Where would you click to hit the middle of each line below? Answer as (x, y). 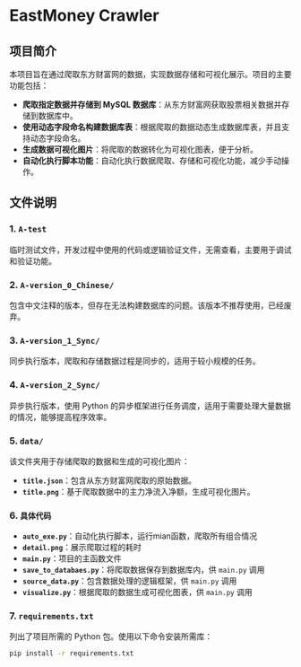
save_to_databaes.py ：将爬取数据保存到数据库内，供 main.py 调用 (143, 570)
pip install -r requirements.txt (72, 654)
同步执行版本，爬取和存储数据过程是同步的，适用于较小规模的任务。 (135, 361)
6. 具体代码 (30, 515)
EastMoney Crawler (84, 16)
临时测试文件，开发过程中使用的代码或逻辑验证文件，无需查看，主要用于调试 (150, 250)
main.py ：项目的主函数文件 (72, 558)
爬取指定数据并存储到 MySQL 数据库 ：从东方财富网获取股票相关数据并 (152, 105)
